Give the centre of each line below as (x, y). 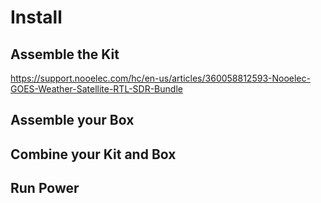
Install (36, 17)
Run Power (45, 188)
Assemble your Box (72, 120)
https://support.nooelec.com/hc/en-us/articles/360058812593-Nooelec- (160, 78)
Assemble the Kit (65, 54)
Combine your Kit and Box (93, 154)
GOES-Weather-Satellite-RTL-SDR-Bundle (96, 89)
